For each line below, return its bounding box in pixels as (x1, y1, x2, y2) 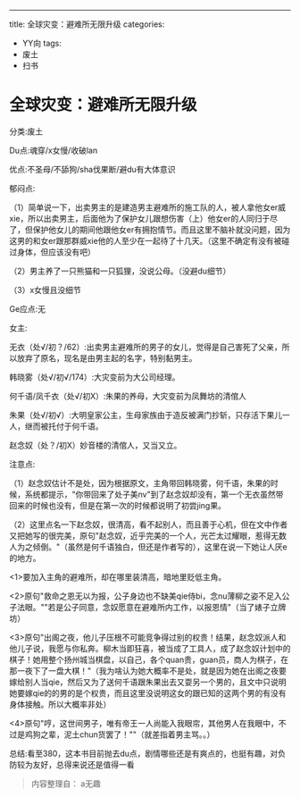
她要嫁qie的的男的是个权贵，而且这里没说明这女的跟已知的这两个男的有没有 (9, 687, 287, 698)
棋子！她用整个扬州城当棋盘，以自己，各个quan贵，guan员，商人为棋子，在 (9, 654, 288, 665)
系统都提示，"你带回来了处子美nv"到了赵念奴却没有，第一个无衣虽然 (24, 489, 276, 499)
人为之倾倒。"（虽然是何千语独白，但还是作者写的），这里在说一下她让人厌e (9, 541, 287, 552)
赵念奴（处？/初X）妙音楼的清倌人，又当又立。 (9, 440, 182, 450)
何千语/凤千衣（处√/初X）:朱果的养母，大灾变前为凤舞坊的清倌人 (9, 390, 247, 401)
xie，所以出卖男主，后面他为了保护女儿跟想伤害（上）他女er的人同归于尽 (9, 213, 279, 223)
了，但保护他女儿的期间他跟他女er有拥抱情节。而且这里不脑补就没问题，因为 (9, 224, 291, 235)
